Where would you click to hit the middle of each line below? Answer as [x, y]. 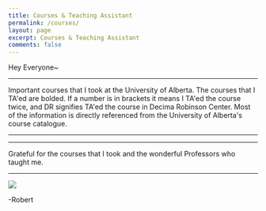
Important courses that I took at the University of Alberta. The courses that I [132, 90]
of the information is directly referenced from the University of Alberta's [125, 115]
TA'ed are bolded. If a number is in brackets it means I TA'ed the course [125, 99]
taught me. [26, 162]
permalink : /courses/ [44, 23]
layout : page [30, 30]
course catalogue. [38, 124]
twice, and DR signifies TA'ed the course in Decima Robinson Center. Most [129, 107]
